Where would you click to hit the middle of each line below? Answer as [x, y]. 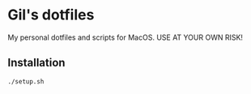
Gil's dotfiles [51, 15]
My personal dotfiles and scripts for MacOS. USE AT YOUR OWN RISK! [125, 37]
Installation [36, 63]
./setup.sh [26, 81]
